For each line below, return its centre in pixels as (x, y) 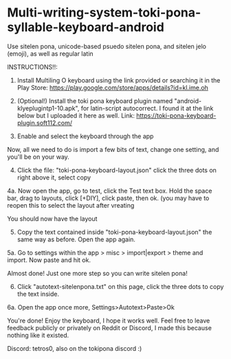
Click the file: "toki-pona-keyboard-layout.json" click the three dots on (117, 170)
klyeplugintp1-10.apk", (48, 108)
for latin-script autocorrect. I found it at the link (147, 108)
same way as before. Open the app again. (76, 239)
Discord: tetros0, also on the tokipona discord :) (75, 348)
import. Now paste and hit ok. (49, 260)
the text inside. (38, 294)
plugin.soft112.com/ (45, 122)
